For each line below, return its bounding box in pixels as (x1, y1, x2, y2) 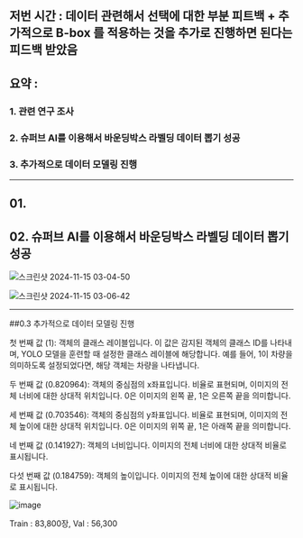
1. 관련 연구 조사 (9, 105, 74, 117)
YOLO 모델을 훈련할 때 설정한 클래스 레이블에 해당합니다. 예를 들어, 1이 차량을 (21, 349, 293, 360)
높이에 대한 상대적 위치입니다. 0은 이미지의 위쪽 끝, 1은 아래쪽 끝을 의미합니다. (18, 421, 291, 432)
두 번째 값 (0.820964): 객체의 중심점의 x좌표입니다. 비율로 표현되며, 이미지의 (9, 379, 280, 390)
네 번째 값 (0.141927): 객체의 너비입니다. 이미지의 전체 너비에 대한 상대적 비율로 (9, 440, 287, 451)
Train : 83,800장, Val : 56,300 (9, 518, 118, 529)
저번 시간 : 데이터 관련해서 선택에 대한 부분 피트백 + (9, 8, 276, 24)
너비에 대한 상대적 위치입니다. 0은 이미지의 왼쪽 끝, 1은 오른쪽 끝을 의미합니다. (18, 390, 291, 401)
